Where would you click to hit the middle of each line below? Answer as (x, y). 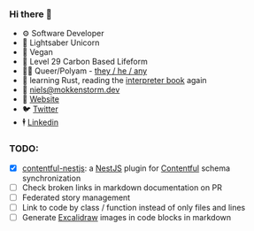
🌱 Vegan (37, 52)
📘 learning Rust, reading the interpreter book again (114, 81)
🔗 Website (41, 99)
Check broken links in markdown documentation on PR (122, 187)
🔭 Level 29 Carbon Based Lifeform (85, 62)
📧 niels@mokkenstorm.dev (71, 90)
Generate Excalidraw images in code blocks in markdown (127, 217)
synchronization (51, 178)
